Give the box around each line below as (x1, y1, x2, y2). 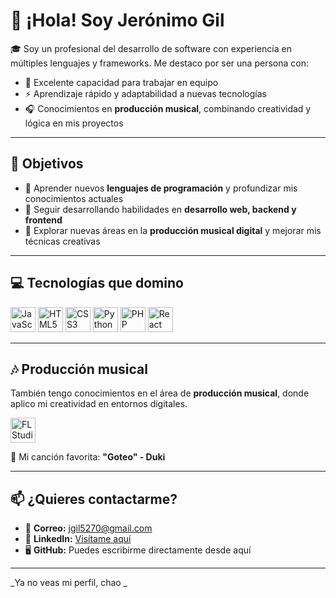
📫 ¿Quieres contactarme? (10, 490, 178, 508)
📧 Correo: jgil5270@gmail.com (24, 522, 153, 534)
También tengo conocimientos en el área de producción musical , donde (10, 387, 310, 399)
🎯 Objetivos (10, 155, 84, 173)
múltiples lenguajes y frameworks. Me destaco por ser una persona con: (10, 57, 309, 69)
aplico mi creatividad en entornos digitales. (10, 398, 188, 410)
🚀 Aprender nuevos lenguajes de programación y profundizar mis (24, 182, 298, 194)
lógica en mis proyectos (24, 117, 124, 129)
